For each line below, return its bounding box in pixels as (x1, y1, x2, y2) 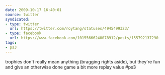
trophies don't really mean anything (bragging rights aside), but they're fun (5, 58, 160, 64)
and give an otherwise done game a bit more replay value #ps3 (5, 64, 136, 70)
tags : (5, 40, 17, 45)
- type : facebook (5, 31, 42, 36)
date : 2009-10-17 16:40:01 (5, 7, 62, 13)
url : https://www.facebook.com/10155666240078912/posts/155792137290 (10, 36, 158, 41)
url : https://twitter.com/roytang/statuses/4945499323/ (10, 26, 129, 31)
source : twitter (5, 12, 39, 17)
